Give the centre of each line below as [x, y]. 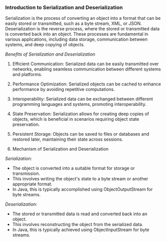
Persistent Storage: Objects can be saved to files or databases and [81, 134]
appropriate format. [32, 184]
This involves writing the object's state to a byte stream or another [80, 179]
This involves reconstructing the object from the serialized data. [78, 225]
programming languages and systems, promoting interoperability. [79, 104]
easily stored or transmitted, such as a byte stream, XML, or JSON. [74, 23]
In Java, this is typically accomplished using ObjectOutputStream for [83, 189]
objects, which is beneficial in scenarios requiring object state [76, 119]
